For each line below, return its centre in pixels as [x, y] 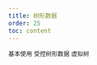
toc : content [30, 30]
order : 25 [25, 23]
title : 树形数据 [33, 16]
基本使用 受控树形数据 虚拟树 [49, 54]
